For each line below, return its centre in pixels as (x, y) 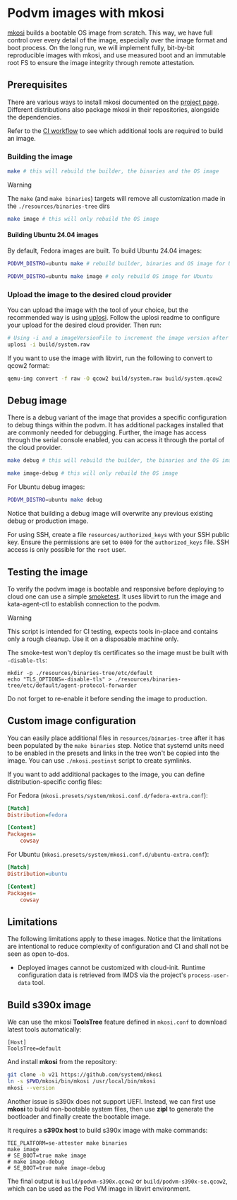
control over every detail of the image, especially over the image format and (117, 40)
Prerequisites (37, 85)
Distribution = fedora (38, 815)
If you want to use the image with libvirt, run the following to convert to (110, 358)
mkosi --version (31, 1087)
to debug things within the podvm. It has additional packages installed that (115, 425)
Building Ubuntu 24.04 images (53, 235)
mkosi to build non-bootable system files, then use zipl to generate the (110, 1109)
